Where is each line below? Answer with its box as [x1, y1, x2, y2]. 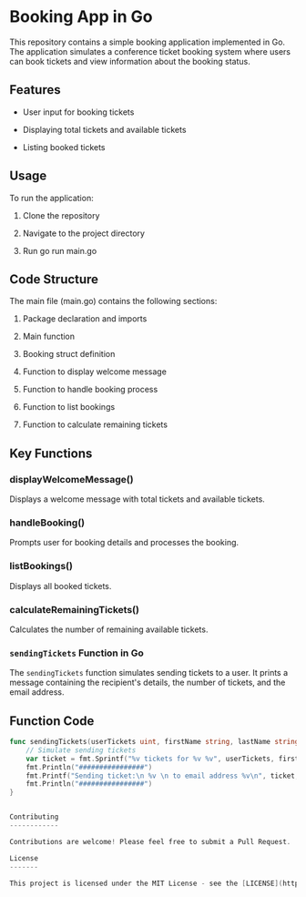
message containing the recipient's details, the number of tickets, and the [9, 677, 286, 688]
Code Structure [9, 271, 98, 287]
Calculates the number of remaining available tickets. [9, 624, 209, 635]
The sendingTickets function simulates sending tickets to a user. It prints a [9, 668, 289, 678]
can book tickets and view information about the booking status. [9, 56, 250, 66]
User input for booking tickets [22, 107, 135, 117]
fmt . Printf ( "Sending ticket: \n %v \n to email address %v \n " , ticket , [25, 771, 300, 780]
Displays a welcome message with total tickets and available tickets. [9, 494, 266, 505]
